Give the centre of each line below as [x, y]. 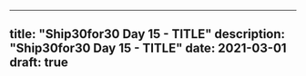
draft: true [39, 63]
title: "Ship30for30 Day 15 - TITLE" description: [147, 34]
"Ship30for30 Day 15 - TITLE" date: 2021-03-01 [148, 48]
